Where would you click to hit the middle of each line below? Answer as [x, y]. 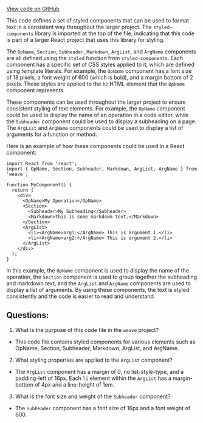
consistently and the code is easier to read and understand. [81, 296]
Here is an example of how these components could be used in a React [95, 146]
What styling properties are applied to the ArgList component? [94, 360]
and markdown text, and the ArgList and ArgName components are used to [99, 283]
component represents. [36, 90]
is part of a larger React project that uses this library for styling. [86, 40]
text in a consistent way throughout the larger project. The [79, 27]
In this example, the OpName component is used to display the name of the [98, 270]
